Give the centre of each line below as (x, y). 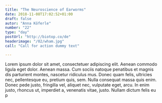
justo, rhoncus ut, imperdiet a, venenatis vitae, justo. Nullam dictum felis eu (81, 90)
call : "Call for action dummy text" (42, 46)
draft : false (18, 19)
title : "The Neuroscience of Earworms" (46, 10)
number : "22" (18, 28)
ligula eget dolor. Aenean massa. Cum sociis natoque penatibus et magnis (79, 69)
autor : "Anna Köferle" (28, 23)
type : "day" (17, 32)
